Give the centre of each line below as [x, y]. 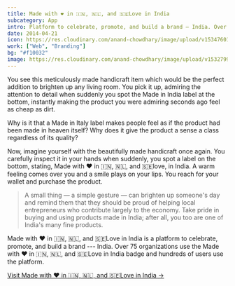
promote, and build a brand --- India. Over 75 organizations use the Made [113, 246]
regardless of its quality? [43, 137]
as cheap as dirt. [31, 109]
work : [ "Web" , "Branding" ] [47, 46]
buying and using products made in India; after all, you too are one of [124, 217]
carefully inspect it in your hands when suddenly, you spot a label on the [112, 158]
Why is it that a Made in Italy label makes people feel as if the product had [114, 123]
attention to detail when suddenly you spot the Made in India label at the [111, 94]
